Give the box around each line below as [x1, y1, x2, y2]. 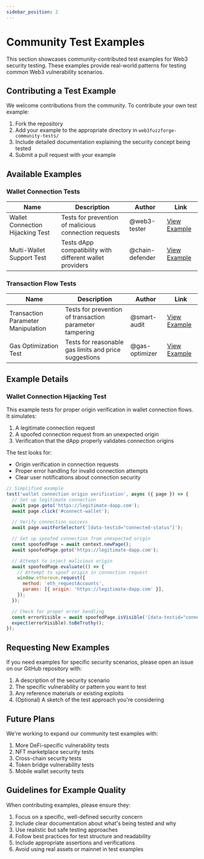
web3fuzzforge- [138, 128, 177, 134]
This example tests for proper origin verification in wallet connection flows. [6, 406, 194, 414]
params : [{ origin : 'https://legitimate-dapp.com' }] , [22, 586, 165, 593]
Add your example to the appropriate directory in [15, 127, 138, 134]
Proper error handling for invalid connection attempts [15, 467, 149, 475]
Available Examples [6, 169, 82, 179]
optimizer [130, 349, 158, 358]
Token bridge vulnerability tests [15, 761, 94, 768]
